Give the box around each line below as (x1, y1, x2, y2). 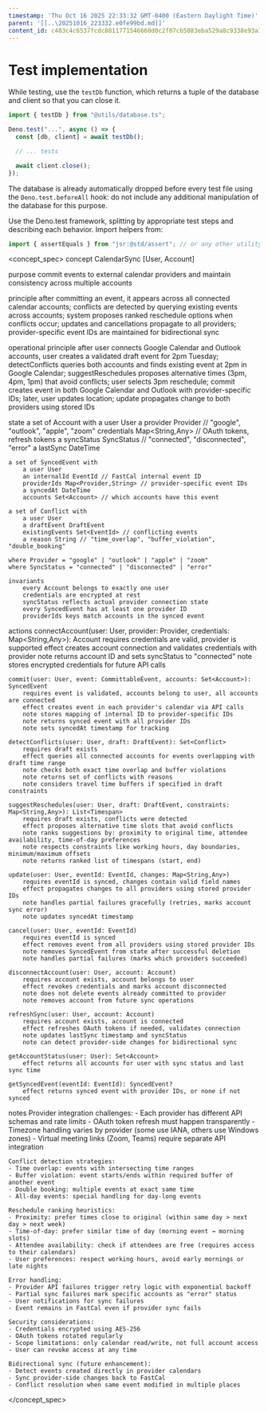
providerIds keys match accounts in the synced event (22, 612, 205, 621)
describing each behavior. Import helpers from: (8, 224, 164, 234)
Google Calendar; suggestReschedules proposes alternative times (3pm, (8, 369, 247, 378)
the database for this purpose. (8, 200, 108, 210)
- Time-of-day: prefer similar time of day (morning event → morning (8, 1228, 245, 1236)
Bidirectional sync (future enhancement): (8, 1360, 152, 1368)
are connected (8, 696, 56, 704)
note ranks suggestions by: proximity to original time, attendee (22, 829, 248, 838)
